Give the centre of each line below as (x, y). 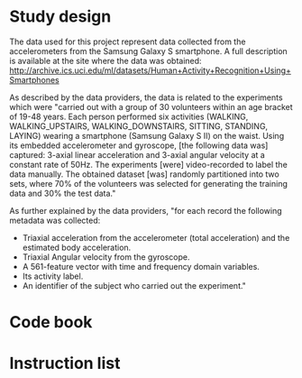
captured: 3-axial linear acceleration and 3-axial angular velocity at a (137, 154)
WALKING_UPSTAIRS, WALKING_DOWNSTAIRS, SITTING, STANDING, (139, 126)
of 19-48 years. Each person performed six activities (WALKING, (129, 116)
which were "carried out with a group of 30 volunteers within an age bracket (151, 106)
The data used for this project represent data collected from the (128, 41)
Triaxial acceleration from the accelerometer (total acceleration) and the (156, 237)
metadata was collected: (55, 220)
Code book (51, 323)
